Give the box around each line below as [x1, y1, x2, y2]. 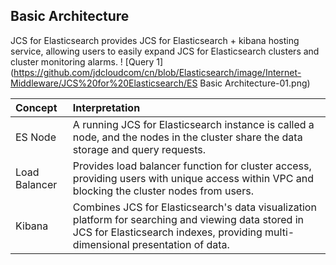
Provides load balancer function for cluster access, [72, 159, 312, 173]
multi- [264, 225, 295, 239]
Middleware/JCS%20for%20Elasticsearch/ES [10, 77, 198, 89]
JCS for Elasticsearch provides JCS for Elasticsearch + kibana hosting [10, 34, 300, 46]
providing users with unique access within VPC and [72, 171, 314, 185]
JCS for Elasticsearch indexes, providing [72, 225, 263, 239]
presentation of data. [131, 237, 230, 251]
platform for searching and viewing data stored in [72, 212, 305, 226]
